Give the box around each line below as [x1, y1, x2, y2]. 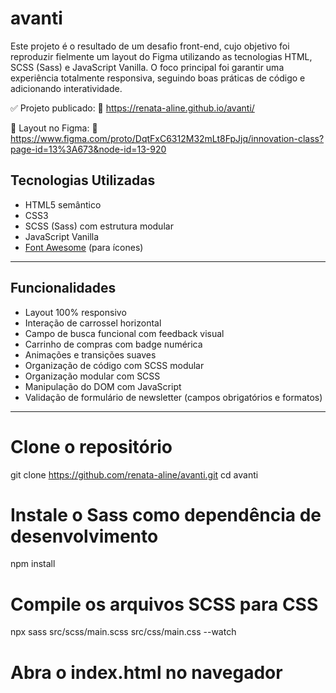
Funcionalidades [10, 280, 117, 297]
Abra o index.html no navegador [10, 661, 283, 684]
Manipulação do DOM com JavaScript [24, 380, 182, 392]
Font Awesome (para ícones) [24, 241, 144, 253]
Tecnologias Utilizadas [10, 172, 156, 189]
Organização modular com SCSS [24, 370, 161, 382]
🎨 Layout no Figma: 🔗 [10, 122, 98, 134]
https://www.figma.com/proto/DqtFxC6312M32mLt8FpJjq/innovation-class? [10, 132, 325, 144]
